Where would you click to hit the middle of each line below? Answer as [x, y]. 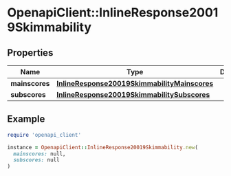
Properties [30, 53]
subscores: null [36, 160]
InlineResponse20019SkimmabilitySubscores [133, 95]
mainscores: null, [40, 154]
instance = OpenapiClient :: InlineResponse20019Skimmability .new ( [102, 147]
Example [26, 119]
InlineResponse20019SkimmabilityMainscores [135, 84]
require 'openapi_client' [44, 135]
